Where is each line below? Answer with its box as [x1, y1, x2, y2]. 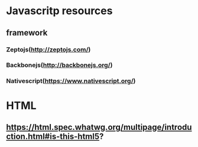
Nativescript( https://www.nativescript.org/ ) [6, 77, 136, 85]
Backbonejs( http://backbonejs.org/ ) [6, 61, 113, 69]
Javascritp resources [6, 4, 113, 18]
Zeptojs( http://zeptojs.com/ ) [6, 45, 91, 54]
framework [6, 28, 48, 38]
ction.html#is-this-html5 [6, 131, 99, 141]
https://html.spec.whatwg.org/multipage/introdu [6, 122, 192, 132]
